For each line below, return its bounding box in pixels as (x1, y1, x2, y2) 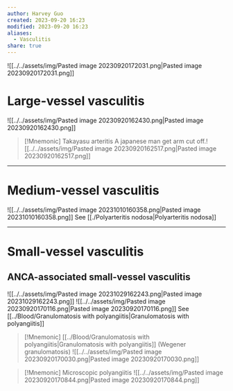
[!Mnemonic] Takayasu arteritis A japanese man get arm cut (24, 137, 196, 145)
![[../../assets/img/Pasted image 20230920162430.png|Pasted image (7, 116, 204, 124)
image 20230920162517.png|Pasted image (94, 144, 217, 153)
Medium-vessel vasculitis (7, 183, 159, 199)
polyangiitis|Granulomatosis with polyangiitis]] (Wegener (24, 340, 187, 348)
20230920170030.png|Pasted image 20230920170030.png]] (24, 355, 200, 363)
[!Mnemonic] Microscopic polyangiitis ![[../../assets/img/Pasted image (24, 368, 223, 376)
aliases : (7, 29, 33, 37)
